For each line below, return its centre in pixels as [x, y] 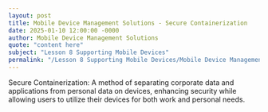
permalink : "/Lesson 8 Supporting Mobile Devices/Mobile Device [117, 60]
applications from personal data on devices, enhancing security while [122, 91]
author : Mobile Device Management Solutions [83, 38]
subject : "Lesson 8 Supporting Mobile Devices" [89, 52]
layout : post [30, 15]
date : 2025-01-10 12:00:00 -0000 [64, 30]
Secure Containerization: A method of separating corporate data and [121, 82]
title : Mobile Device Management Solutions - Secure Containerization [128, 23]
